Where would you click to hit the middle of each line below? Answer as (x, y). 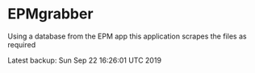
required (22, 44)
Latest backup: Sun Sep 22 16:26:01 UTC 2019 (85, 60)
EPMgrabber (50, 14)
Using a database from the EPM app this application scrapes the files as (127, 36)
